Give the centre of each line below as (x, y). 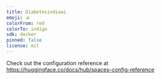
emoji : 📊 (18, 18)
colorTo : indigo (27, 29)
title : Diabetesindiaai (36, 12)
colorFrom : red (26, 23)
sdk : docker (21, 35)
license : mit (23, 46)
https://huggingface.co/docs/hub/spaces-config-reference (80, 69)
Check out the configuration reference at (57, 63)
